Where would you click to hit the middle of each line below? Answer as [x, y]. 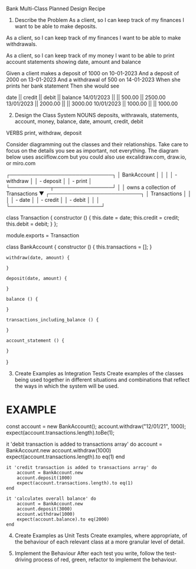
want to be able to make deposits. [56, 26]
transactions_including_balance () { [53, 320]
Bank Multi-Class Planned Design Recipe [56, 9]
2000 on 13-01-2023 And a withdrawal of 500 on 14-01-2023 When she [94, 80]
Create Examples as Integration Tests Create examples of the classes [99, 373]
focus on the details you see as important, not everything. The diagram [92, 151]
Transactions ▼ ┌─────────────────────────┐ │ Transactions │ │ [99, 194]
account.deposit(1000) [45, 478]
